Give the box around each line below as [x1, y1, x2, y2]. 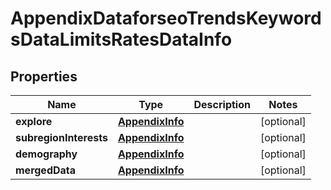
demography [15, 147, 78, 161]
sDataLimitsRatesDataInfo [10, 28, 233, 51]
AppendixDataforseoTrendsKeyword [10, 7, 322, 30]
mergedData [15, 163, 77, 177]
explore [15, 115, 53, 128]
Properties [10, 68, 78, 85]
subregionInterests [15, 131, 108, 144]
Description [193, 98, 251, 111]
